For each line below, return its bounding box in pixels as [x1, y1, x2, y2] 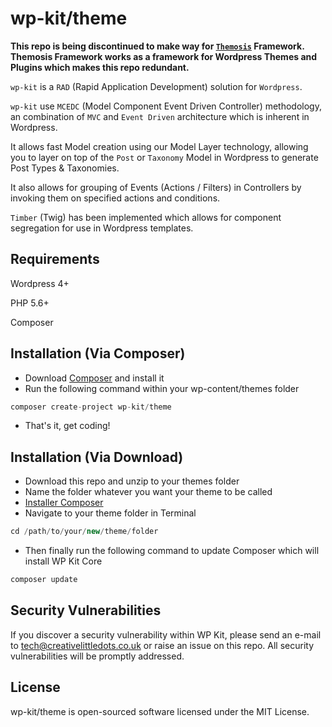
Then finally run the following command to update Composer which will [24, 545, 320, 557]
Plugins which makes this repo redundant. [10, 61, 190, 73]
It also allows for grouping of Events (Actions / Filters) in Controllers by [10, 181, 302, 193]
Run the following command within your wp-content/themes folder [24, 382, 300, 394]
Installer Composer [24, 497, 104, 509]
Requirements [10, 251, 100, 268]
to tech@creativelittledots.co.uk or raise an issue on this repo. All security [10, 639, 315, 651]
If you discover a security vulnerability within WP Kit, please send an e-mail [10, 628, 322, 641]
